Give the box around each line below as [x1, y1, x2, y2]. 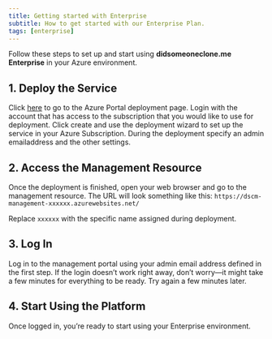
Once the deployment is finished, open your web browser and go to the [8, 182, 248, 191]
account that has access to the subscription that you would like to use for [8, 111, 254, 122]
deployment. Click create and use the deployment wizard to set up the [8, 120, 244, 130]
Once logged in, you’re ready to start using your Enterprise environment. [8, 321, 252, 331]
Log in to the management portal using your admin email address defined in [8, 259, 262, 268]
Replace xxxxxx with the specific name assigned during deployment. [8, 214, 237, 223]
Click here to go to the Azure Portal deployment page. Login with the [8, 103, 238, 113]
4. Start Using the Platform [8, 299, 146, 313]
